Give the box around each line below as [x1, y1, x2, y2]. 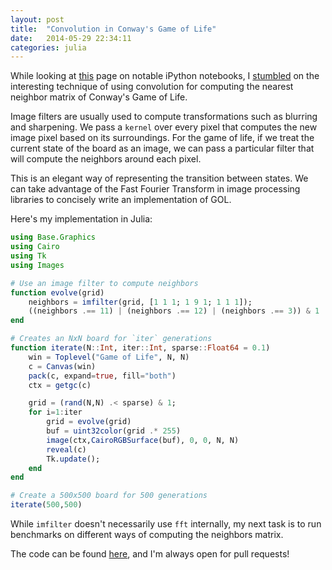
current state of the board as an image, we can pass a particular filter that [10, 142, 315, 155]
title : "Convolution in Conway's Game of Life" [10, 24, 217, 34]
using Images [10, 260, 65, 270]
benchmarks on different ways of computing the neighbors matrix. [10, 529, 284, 540]
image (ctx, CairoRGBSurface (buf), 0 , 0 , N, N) [46, 435, 240, 445]
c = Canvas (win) [28, 361, 97, 371]
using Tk [10, 251, 47, 261]
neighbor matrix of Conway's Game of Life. [10, 91, 188, 103]
